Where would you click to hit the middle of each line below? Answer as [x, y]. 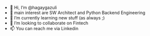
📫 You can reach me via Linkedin [44, 28]
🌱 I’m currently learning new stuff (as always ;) [57, 18]
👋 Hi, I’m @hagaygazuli [33, 8]
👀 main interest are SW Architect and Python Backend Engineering [77, 13]
